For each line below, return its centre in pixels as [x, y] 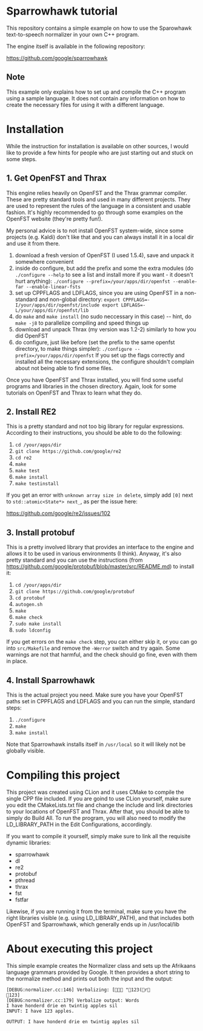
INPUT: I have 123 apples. [40, 1011]
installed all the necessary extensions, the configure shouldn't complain [105, 361]
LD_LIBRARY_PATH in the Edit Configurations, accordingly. [79, 824]
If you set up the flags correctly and [140, 355]
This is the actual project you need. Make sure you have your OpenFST [95, 695]
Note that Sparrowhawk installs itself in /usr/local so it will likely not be [96, 744]
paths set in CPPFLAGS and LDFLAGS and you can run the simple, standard [101, 701]
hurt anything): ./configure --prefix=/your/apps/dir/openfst [93, 281]
